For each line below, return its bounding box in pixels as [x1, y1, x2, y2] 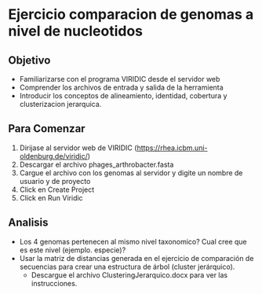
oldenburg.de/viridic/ [19, 151, 88, 160]
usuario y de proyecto [19, 176, 91, 186]
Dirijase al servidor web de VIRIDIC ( [19, 143, 137, 153]
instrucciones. [31, 278, 78, 288]
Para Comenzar [8, 122, 86, 135]
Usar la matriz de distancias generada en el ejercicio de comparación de [19, 253, 254, 263]
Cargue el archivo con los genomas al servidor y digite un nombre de [19, 167, 243, 178]
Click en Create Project [19, 185, 95, 194]
